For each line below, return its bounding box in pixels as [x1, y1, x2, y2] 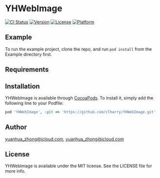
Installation [5, 82, 40, 90]
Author [5, 123, 27, 132]
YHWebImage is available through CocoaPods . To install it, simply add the [5, 95, 154, 100]
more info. [5, 168, 26, 174]
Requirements [5, 65, 49, 74]
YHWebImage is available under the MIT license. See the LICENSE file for [5, 163, 152, 169]
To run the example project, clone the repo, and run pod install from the [5, 46, 152, 52]
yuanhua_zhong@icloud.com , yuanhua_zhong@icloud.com [5, 136, 124, 142]
